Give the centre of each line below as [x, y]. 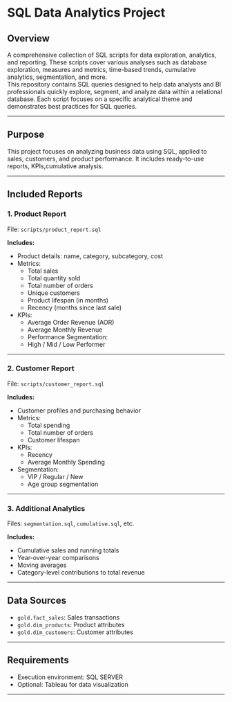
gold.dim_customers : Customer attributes [75, 632]
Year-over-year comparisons [58, 558]
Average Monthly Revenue [65, 330]
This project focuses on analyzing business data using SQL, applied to [107, 151]
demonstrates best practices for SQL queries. [72, 106]
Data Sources [37, 601]
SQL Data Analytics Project [86, 13]
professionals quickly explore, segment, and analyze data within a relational [115, 92]
